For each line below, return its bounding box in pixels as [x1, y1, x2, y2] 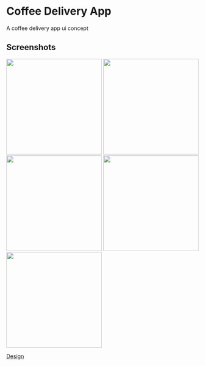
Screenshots [6, 42, 56, 53]
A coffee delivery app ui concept [6, 24, 88, 32]
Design [6, 353, 24, 360]
